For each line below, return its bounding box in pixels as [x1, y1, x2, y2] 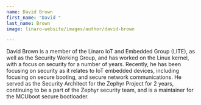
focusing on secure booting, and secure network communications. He [6, 73, 182, 81]
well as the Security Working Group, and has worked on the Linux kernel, [6, 54, 189, 61]
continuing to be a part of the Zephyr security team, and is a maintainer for [6, 86, 194, 94]
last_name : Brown [6, 20, 51, 26]
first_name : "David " [6, 15, 62, 21]
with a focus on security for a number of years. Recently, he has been [6, 61, 182, 68]
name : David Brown [6, 8, 53, 15]
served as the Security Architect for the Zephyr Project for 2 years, [6, 80, 174, 87]
